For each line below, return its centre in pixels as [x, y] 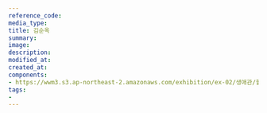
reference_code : [35, 16]
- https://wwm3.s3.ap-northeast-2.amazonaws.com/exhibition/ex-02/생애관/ [132, 82]
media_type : [28, 23]
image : [19, 45]
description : [30, 53]
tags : [17, 90]
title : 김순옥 [29, 30]
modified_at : [30, 60]
